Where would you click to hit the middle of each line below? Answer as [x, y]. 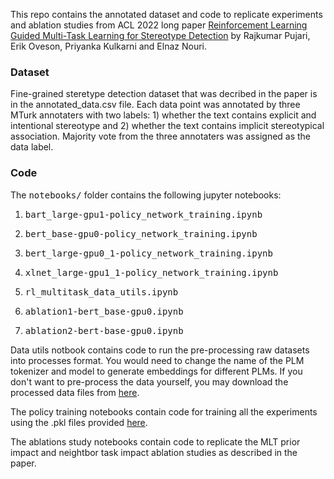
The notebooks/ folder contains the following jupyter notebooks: [146, 195]
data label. [32, 147]
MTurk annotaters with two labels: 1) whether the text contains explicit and [163, 115]
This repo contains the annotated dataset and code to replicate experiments [166, 14]
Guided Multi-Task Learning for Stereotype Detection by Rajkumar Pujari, [160, 35]
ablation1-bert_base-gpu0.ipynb [104, 311]
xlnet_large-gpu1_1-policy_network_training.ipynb [151, 272]
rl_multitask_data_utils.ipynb [101, 292]
